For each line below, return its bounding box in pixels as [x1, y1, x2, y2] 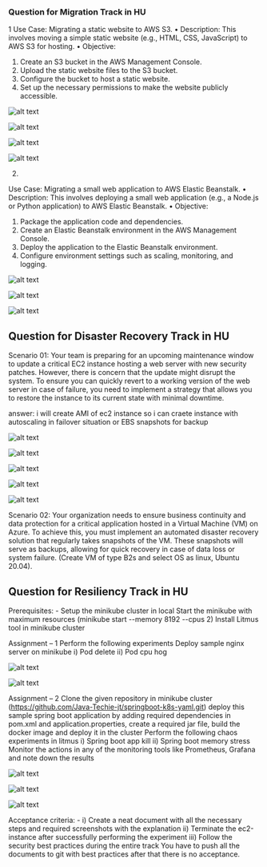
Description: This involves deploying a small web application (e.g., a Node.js [8, 193, 259, 203]
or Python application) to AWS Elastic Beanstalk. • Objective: [8, 201, 209, 211]
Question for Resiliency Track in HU [8, 584, 189, 599]
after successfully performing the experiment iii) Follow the [38, 832, 233, 841]
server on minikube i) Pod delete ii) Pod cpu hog [8, 647, 168, 656]
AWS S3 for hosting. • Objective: [8, 42, 116, 51]
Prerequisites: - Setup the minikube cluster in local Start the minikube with [8, 606, 253, 615]
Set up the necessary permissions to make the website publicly [19, 83, 229, 92]
